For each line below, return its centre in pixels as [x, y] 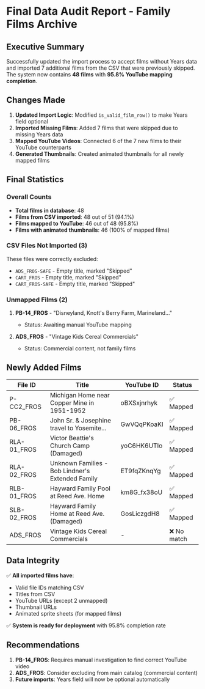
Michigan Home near [80, 395]
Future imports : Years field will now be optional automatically [92, 679]
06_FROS [23, 428]
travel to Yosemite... [78, 428]
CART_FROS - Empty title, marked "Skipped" [68, 277]
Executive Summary [45, 47]
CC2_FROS [25, 407]
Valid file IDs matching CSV [49, 588]
